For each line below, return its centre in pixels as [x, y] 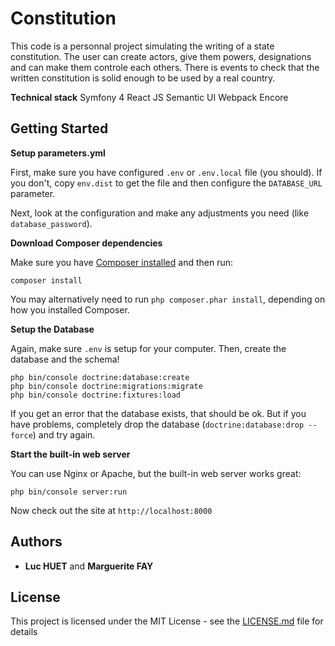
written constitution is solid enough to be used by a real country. [143, 78]
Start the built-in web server [70, 454]
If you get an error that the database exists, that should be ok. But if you [158, 413]
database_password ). [51, 223]
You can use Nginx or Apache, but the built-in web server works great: [156, 473]
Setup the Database [52, 329]
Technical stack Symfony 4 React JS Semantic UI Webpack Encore [149, 97]
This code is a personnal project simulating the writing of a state [142, 46]
